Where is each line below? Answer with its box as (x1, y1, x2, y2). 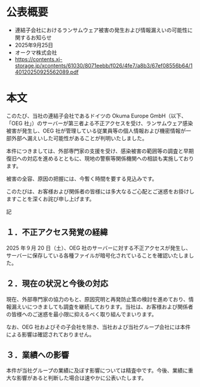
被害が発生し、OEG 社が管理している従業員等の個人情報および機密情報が (6, 127, 186, 134)
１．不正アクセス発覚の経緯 (6, 227, 108, 237)
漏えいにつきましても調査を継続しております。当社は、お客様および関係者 (11, 303, 193, 310)
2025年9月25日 (14, 41, 54, 49)
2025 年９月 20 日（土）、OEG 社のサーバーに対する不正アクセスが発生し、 (6, 244, 192, 252)
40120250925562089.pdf (14, 68, 79, 75)
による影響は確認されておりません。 (6, 331, 95, 338)
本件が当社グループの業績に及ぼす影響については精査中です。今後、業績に (6, 367, 189, 374)
